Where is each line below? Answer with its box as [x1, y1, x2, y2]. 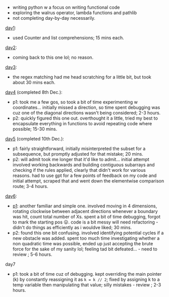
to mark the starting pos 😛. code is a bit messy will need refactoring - [12, 219, 158, 225]
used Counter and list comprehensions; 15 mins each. [12, 35, 125, 41]
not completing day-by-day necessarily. [12, 15, 96, 21]
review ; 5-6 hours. [12, 251, 52, 257]
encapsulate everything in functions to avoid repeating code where [12, 121, 152, 126]
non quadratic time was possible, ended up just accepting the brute [12, 241, 153, 246]
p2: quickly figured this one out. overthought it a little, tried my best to [12, 115, 158, 121]
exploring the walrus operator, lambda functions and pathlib [12, 10, 137, 16]
